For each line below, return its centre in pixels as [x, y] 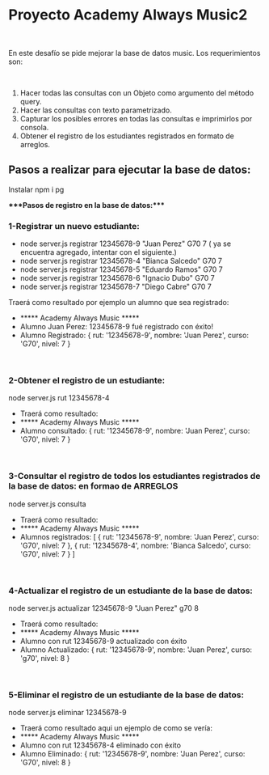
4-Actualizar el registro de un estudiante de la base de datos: [130, 591]
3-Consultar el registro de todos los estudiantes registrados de [134, 476]
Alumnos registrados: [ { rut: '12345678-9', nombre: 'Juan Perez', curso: [139, 536]
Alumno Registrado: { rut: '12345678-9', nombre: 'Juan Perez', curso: [134, 335]
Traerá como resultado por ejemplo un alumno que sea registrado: [119, 303]
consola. [34, 127]
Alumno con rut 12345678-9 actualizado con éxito [103, 641]
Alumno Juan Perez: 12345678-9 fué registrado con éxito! [117, 327]
